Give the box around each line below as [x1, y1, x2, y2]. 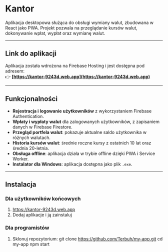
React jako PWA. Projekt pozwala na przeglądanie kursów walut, [5, 24, 137, 30]
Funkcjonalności [5, 94, 58, 103]
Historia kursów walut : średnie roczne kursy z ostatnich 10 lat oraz [12, 139, 151, 145]
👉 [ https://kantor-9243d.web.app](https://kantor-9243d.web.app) [5, 73, 150, 79]
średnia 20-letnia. [12, 145, 49, 151]
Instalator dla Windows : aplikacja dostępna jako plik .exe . [12, 161, 132, 167]
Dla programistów [5, 224, 49, 231]
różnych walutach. [12, 134, 51, 140]
